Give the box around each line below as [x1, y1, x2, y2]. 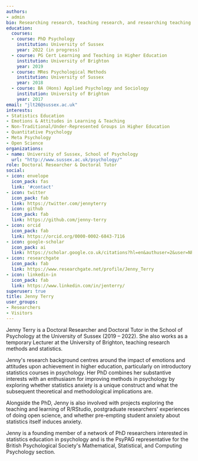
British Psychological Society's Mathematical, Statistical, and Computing [6, 442, 182, 449]
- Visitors [6, 310, 33, 316]
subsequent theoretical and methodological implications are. [6, 387, 153, 395]
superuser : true [6, 288, 46, 294]
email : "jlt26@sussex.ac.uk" [6, 101, 78, 108]
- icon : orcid [6, 222, 41, 228]
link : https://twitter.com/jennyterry [11, 200, 107, 206]
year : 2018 [16, 80, 44, 86]
